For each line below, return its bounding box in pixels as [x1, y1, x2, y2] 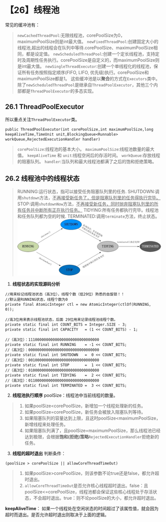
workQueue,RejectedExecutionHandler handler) [5, 137, 100, 142]
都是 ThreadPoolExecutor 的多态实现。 [21, 88, 96, 94]
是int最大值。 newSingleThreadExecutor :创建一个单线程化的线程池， [17, 63, 154, 69]
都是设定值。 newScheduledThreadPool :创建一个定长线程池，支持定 [26, 50, 160, 57]
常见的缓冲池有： [5, 22, 40, 28]
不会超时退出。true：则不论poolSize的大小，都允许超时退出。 [33, 495, 159, 501]
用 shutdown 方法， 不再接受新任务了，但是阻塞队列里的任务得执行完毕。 [17, 194, 161, 200]
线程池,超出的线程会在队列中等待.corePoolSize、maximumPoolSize [17, 45, 154, 50]
